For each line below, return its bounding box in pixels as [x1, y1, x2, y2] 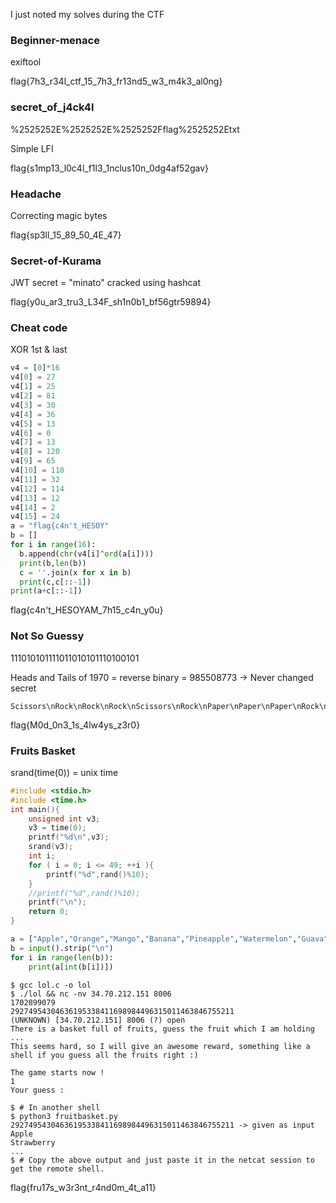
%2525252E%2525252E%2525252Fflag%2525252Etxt [10, 123, 240, 135]
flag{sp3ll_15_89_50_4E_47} [10, 229, 122, 241]
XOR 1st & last [10, 344, 68, 356]
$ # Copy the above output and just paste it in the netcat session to [10, 1155, 315, 1165]
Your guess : [10, 1085, 65, 1095]
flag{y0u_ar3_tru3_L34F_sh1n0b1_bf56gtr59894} [10, 296, 212, 308]
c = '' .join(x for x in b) [19, 567, 132, 578]
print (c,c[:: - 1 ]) [19, 577, 92, 587]
